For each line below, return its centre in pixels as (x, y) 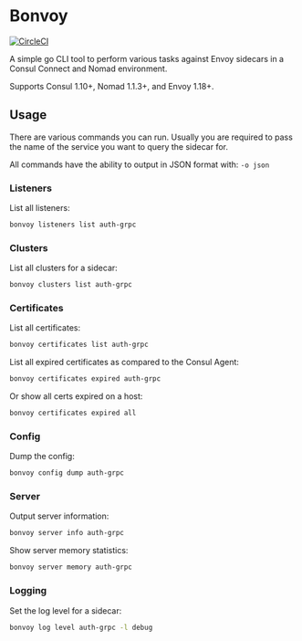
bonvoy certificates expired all (73, 413)
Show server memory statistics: (69, 551)
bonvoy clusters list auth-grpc (71, 285)
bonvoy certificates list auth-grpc (79, 345)
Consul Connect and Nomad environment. (89, 68)
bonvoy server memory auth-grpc (71, 567)
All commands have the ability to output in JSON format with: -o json (140, 164)
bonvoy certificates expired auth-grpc (85, 379)
